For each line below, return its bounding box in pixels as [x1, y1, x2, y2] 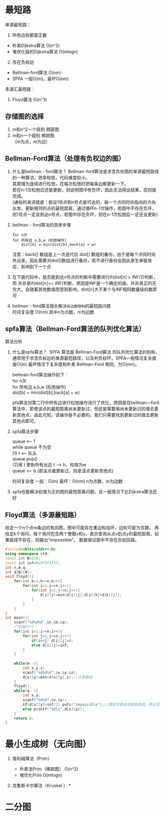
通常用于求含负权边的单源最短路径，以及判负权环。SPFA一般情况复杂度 [12, 355, 157, 361]
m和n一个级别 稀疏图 [12, 132, 55, 138]
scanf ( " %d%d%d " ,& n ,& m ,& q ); [14, 620, 69, 625]
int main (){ [5, 615, 29, 620]
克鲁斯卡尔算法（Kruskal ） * [12, 783, 71, 788]
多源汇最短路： [5, 86, 35, 92]
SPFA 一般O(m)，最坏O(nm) [12, 76, 69, 82]
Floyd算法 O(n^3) [12, 96, 48, 102]
